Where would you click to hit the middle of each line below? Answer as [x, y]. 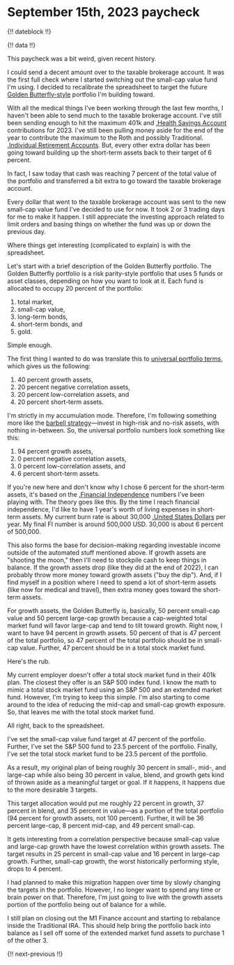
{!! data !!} [22, 45]
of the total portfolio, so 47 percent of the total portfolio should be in [105, 640]
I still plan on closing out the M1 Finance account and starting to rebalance [114, 918]
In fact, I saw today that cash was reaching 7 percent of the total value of [112, 173]
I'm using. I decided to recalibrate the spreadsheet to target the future [107, 87]
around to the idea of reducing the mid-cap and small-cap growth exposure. [117, 704]
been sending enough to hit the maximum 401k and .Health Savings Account [117, 122]
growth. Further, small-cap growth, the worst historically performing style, [113, 861]
